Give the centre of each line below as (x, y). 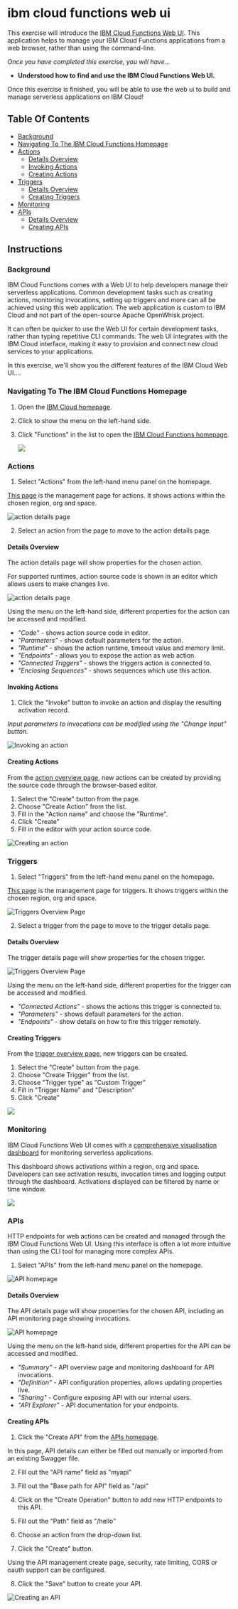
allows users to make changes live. (59, 584)
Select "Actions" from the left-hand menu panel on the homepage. (114, 482)
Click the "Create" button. (55, 1549)
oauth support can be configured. (57, 1570)
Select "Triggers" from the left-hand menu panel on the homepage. (116, 877)
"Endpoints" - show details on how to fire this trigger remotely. (109, 1022)
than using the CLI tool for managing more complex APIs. (91, 1251)
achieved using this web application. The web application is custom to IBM (117, 308)
